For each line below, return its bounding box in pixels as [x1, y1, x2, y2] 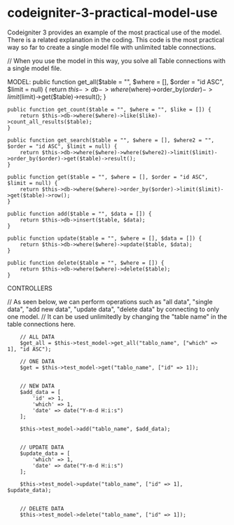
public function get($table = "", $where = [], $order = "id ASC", [7, 173, 209, 180]
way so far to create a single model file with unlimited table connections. [7, 43, 216, 51]
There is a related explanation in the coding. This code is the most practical [7, 35, 224, 43]
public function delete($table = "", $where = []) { [7, 259, 165, 266]
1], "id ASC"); [7, 346, 52, 353]
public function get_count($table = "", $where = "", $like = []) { [7, 106, 212, 113]
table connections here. [7, 320, 76, 328]
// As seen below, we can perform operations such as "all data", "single [7, 297, 213, 306]
